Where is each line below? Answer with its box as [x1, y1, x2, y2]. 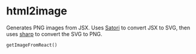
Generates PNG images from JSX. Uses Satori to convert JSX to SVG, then [6, 24, 191, 31]
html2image [6, 4, 68, 18]
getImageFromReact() [6, 42, 58, 48]
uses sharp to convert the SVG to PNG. [6, 30, 102, 37]
